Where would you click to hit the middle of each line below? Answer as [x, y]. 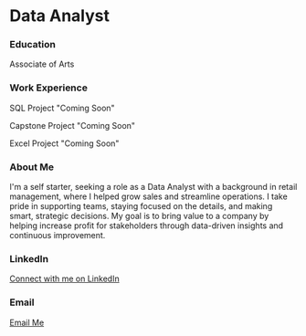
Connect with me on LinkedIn [65, 278]
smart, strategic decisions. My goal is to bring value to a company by [139, 216]
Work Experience [49, 88]
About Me [32, 167]
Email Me [27, 322]
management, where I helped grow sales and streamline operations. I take [148, 196]
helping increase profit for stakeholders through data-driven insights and [147, 226]
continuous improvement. [58, 236]
